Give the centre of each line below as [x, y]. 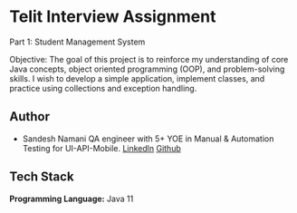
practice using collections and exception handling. [103, 88]
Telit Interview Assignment [113, 17]
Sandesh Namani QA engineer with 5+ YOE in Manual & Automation [148, 139]
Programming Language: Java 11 [72, 198]
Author [29, 116]
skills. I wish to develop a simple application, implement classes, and [137, 78]
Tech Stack [42, 177]
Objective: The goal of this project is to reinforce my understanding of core [149, 59]
